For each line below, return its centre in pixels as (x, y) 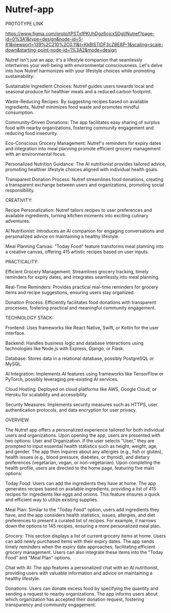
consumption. (20, 112)
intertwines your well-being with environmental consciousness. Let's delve (84, 65)
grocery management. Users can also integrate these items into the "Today (84, 552)
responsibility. (20, 190)
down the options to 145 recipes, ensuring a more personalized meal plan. (83, 526)
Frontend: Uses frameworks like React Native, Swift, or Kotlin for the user (82, 328)
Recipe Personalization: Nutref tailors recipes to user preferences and (79, 210)
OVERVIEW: (18, 420)
